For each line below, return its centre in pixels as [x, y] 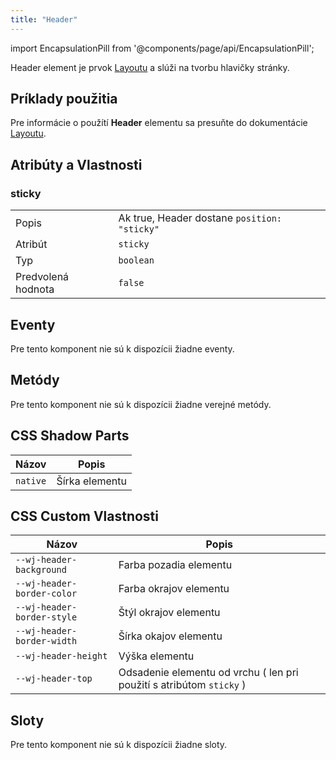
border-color [46, 594]
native [31, 480]
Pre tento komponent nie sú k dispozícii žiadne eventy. [122, 348]
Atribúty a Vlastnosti [76, 164]
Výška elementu [156, 656]
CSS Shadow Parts [70, 436]
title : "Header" [44, 19]
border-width [46, 641]
